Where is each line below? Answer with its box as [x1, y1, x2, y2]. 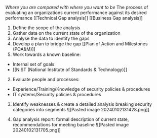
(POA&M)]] [12, 46, 35, 52]
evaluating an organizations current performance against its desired [5, 10, 147, 16]
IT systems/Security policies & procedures [12, 92, 101, 97]
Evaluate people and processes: [12, 77, 80, 82]
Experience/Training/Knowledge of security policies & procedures [12, 86, 150, 92]
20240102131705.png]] [12, 127, 61, 133]
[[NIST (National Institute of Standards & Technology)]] [12, 66, 128, 73]
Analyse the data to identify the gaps [12, 35, 90, 41]
